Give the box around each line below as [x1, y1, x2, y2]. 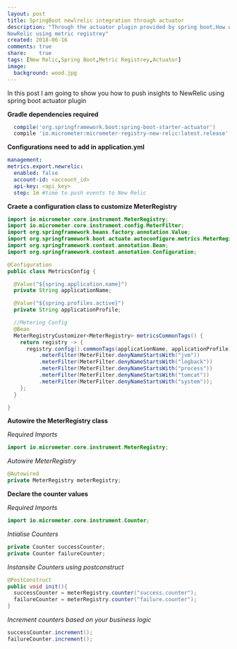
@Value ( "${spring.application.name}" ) [13, 280, 128, 288]
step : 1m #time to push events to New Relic [13, 189, 147, 196]
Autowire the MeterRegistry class [7, 417, 108, 425]
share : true [7, 50, 52, 57]
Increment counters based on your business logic [7, 615, 152, 624]
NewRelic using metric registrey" [7, 30, 109, 37]
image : [7, 63, 27, 70]
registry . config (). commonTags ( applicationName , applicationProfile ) [25, 345, 232, 353]
